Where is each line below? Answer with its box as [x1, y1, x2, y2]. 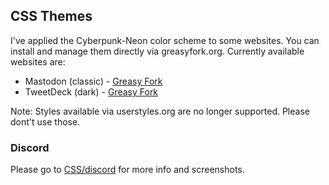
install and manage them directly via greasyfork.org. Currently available [10, 45, 305, 57]
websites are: [10, 55, 66, 68]
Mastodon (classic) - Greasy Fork [24, 75, 163, 87]
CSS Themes [10, 8, 93, 25]
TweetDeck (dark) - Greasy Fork [24, 85, 159, 98]
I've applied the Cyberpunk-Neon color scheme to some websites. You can [10, 34, 320, 46]
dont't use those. [10, 115, 81, 128]
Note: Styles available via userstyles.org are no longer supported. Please [10, 105, 310, 117]
